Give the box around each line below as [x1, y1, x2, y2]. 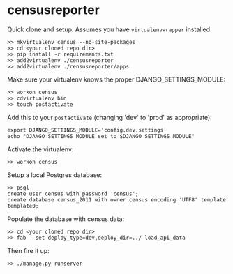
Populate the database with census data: [7, 215, 124, 223]
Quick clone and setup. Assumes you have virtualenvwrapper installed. [7, 25, 212, 33]
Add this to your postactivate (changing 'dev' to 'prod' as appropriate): [7, 113, 213, 121]
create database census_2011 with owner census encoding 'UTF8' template [7, 196, 227, 204]
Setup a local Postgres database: [7, 170, 103, 179]
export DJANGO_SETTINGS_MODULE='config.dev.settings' [7, 126, 167, 134]
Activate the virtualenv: [7, 145, 74, 153]
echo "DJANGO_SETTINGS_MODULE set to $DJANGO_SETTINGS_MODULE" [7, 132, 195, 139]
